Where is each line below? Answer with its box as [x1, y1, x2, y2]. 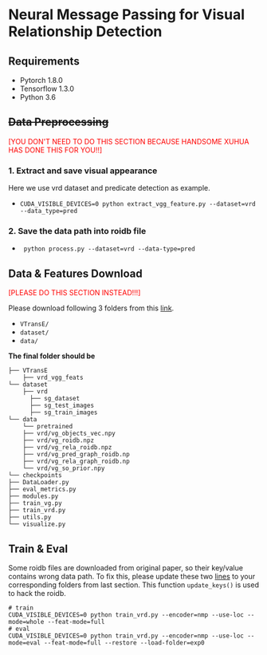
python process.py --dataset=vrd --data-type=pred [23, 245, 195, 253]
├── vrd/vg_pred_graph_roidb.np [22, 451, 130, 459]
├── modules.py [8, 492, 59, 500]
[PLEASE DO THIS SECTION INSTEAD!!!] [8, 288, 141, 298]
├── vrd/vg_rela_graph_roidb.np [22, 457, 130, 466]
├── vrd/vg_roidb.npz [22, 436, 94, 444]
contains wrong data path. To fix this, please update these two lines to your [8, 572, 256, 582]
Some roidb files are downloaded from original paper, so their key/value [8, 563, 243, 573]
